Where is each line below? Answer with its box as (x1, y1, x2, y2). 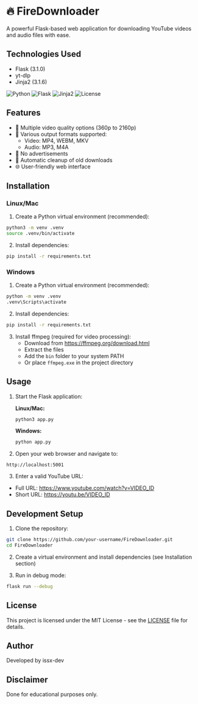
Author (6, 641, 34, 651)
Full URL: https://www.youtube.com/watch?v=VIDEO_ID (15, 484, 155, 492)
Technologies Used (6, 49, 81, 59)
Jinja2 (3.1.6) (15, 78, 48, 85)
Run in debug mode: (15, 572, 66, 579)
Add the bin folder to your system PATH (24, 352, 124, 359)
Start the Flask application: (15, 392, 83, 400)
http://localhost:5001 (6, 462, 64, 468)
